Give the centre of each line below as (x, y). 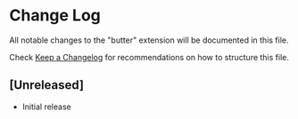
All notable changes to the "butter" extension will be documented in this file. (149, 40)
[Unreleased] (47, 85)
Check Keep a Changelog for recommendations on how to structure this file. (149, 57)
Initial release (46, 107)
